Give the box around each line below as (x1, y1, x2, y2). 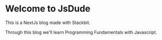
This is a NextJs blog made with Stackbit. (5, 19, 90, 25)
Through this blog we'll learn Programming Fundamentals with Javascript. (5, 29, 157, 35)
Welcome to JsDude (5, 3, 91, 14)
